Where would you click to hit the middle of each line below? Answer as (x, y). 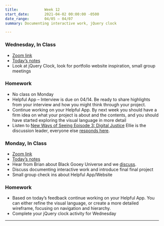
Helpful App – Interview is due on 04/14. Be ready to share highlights (81, 99)
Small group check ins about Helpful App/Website (62, 175)
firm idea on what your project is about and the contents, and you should (85, 115)
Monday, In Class (26, 143)
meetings (21, 71)
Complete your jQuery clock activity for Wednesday (64, 214)
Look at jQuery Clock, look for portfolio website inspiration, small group (84, 66)
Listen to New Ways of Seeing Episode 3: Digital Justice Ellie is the (79, 125)
